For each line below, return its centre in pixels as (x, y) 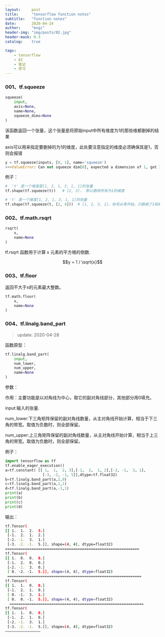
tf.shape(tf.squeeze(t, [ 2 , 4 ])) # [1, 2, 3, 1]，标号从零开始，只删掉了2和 (82, 205)
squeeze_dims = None (33, 116)
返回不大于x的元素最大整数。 (34, 287)
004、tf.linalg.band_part (35, 324)
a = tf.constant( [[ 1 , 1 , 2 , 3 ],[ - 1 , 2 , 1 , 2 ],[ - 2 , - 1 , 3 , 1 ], (76, 470)
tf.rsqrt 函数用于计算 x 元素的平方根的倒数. (48, 252)
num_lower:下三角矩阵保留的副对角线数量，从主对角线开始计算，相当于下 (79, 419)
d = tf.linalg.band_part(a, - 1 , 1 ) (37, 488)
